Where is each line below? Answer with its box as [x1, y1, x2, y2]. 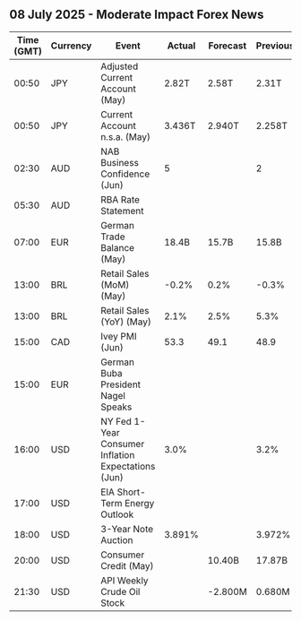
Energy [124, 496, 155, 509]
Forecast [208, 39, 247, 52]
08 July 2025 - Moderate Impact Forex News [9, 7, 264, 22]
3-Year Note [99, 522, 154, 535]
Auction [99, 533, 133, 546]
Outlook [99, 508, 134, 521]
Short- [116, 486, 146, 498]
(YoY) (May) [99, 315, 152, 328]
